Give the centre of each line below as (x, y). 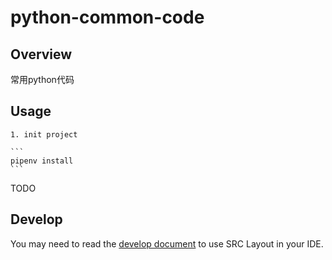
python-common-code (107, 17)
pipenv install (42, 161)
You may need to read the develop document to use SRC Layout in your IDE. (167, 243)
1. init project (44, 134)
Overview (41, 54)
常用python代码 (42, 79)
